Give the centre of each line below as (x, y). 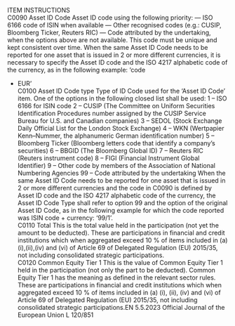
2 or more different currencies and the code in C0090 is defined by (115, 188)
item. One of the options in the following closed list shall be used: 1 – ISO (122, 98)
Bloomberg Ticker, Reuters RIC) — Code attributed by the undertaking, (109, 32)
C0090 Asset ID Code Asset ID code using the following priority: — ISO (110, 18)
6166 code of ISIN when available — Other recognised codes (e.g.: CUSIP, (115, 25)
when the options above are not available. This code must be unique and (112, 40)
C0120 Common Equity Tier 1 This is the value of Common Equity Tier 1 (120, 262)
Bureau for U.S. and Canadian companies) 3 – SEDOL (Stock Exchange (120, 121)
